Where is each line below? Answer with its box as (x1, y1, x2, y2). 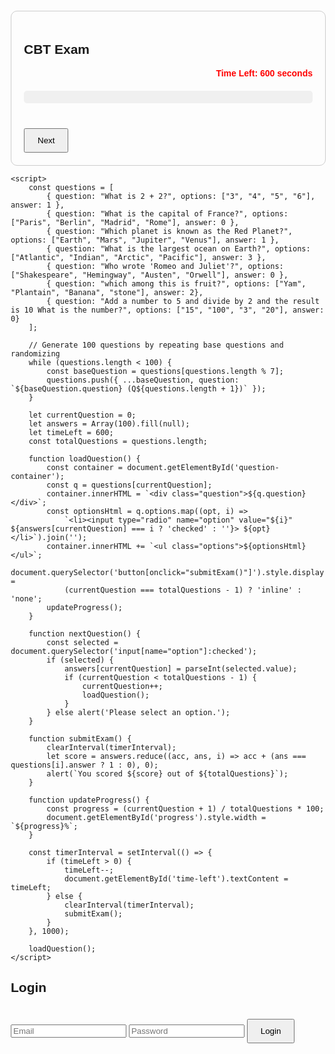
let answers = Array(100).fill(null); (28, 418, 191, 429)
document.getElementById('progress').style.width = (46, 812, 267, 822)
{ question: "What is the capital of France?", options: (46, 208, 289, 219)
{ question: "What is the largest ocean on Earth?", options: (46, 243, 311, 254)
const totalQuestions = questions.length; (28, 436, 208, 446)
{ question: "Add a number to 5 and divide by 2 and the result (46, 296, 320, 306)
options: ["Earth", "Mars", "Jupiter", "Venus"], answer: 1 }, (10, 235, 280, 245)
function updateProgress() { (28, 795, 150, 805)
